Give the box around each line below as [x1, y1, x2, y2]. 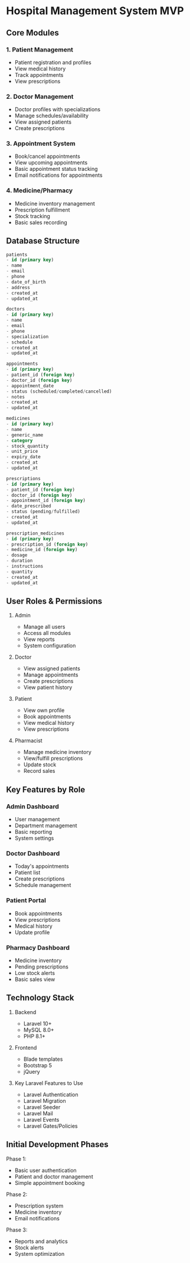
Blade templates [23, 1055, 63, 1063]
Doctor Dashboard [6, 850, 60, 857]
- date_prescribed [6, 503, 51, 509]
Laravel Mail [23, 1110, 53, 1117]
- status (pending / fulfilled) [6, 509, 81, 515]
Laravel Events [23, 1116, 60, 1123]
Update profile [14, 928, 50, 935]
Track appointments [14, 71, 64, 78]
